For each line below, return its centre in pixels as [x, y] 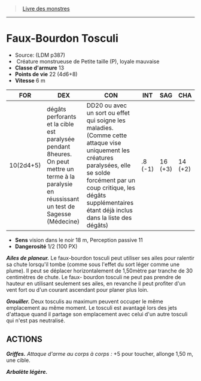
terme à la [61, 176]
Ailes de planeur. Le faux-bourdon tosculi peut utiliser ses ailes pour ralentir [100, 258]
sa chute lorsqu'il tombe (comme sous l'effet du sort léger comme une [93, 264]
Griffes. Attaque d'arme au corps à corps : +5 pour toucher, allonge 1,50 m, [100, 353]
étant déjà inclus [110, 210]
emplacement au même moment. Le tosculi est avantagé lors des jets [92, 307]
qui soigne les [106, 120]
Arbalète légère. [27, 371]
